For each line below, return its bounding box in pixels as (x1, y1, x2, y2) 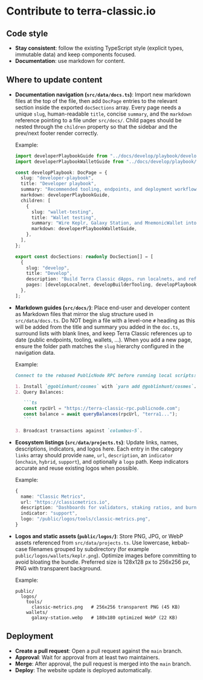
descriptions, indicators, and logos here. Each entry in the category (14, 445, 183, 452)
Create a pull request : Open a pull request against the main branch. (14, 647, 183, 655)
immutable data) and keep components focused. (14, 51, 137, 58)
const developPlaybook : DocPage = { (14, 170, 108, 176)
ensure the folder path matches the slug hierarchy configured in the (14, 342, 184, 349)
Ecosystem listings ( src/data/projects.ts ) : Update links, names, (14, 438, 179, 446)
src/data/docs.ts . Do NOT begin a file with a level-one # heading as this (14, 317, 195, 324)
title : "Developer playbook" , (21, 180, 97, 187)
